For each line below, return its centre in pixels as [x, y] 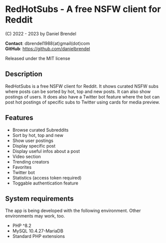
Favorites [22, 167]
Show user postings [33, 140]
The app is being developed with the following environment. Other [73, 210]
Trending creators [31, 161]
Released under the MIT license [38, 58]
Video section [27, 156]
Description [24, 74]
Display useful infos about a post [46, 151]
